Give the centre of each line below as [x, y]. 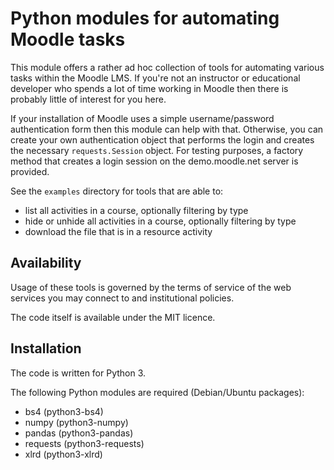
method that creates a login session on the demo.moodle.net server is [154, 161]
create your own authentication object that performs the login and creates [162, 139]
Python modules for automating [145, 18]
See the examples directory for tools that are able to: [117, 191]
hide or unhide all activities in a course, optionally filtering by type [160, 221]
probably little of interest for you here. [88, 99]
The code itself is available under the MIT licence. [113, 317]
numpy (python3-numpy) [76, 422]
